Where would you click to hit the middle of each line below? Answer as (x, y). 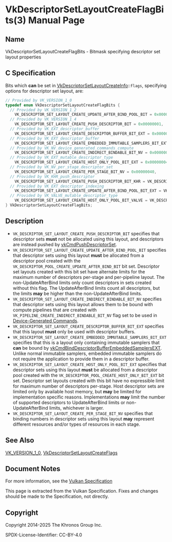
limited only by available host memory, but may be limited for (77, 391)
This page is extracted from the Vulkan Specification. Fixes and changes (82, 491)
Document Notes (33, 468)
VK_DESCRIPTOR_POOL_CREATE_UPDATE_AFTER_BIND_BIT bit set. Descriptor (86, 266)
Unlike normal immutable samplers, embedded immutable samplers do (87, 353)
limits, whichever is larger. (77, 408)
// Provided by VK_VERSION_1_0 (39, 100)
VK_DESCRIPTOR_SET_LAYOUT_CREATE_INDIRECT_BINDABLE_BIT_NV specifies (87, 299)
